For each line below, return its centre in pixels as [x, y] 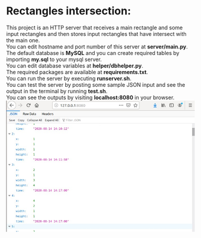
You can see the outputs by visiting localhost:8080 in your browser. [90, 97]
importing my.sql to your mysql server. [54, 59]
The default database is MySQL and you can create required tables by [93, 53]
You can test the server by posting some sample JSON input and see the [96, 84]
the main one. [23, 40]
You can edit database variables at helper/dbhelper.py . [75, 65]
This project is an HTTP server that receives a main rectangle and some [95, 28]
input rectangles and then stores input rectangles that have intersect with [96, 33]
